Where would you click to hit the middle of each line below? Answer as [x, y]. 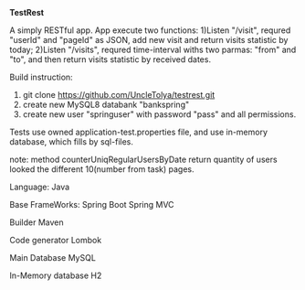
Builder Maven [37, 222]
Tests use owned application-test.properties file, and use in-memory [138, 132]
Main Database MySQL [53, 258]
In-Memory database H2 [56, 275]
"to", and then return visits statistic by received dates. [110, 59]
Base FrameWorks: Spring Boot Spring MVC [92, 204]
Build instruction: [41, 77]
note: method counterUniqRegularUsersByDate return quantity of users [143, 159]
